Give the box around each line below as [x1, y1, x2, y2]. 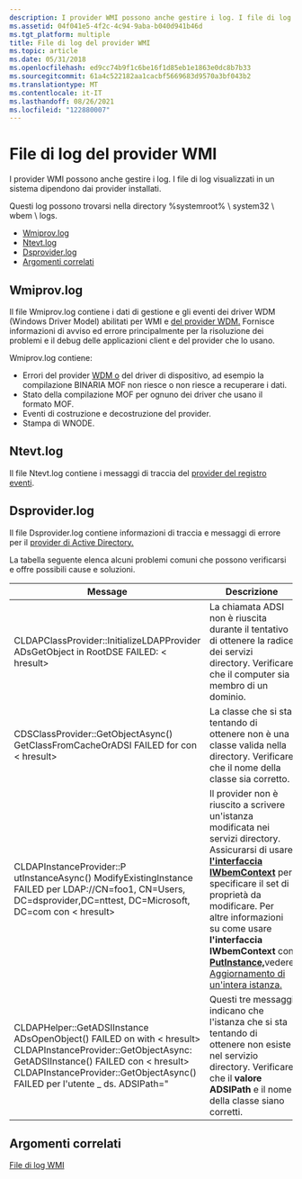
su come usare [209, 922, 272, 934]
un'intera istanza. [209, 978, 283, 991]
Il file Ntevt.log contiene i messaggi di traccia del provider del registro [9, 467, 267, 478]
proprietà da [209, 888, 262, 901]
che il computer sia [209, 668, 290, 680]
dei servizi [209, 645, 253, 658]
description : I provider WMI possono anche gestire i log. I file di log [9, 13, 292, 22]
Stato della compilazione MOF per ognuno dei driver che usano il [22, 389, 263, 400]
